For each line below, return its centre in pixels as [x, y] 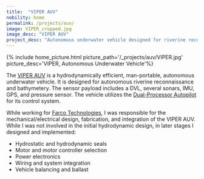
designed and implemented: [41, 132]
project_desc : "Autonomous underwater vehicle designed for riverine [96, 40]
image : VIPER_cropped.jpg [39, 29]
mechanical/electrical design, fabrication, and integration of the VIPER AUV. [101, 119]
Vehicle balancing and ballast [52, 169]
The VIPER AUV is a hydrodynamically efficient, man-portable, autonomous [100, 75]
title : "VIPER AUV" [32, 12]
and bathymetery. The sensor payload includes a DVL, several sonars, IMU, [100, 88]
